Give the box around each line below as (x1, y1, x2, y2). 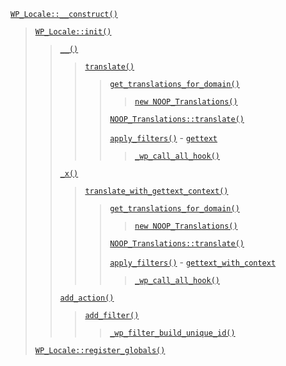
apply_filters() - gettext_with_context (109, 256, 277, 268)
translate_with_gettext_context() (84, 186, 229, 196)
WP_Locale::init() (34, 27, 112, 37)
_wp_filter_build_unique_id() (109, 328, 236, 338)
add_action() (59, 293, 115, 303)
